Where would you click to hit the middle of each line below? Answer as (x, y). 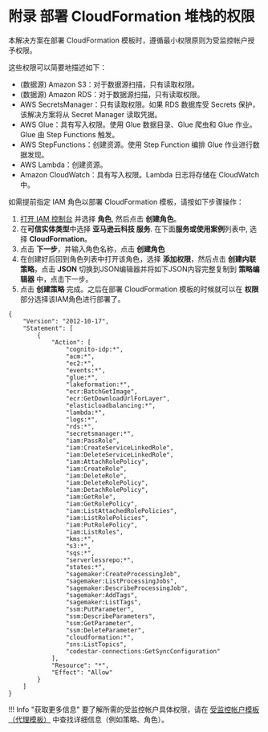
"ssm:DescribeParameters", (111, 616)
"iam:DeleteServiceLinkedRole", (120, 454)
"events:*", (85, 370)
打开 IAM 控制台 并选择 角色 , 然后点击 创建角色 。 (100, 218)
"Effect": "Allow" (82, 672)
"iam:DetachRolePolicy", (107, 490)
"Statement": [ (48, 328)
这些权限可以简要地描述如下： (57, 67)
